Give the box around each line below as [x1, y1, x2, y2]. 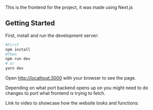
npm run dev [5, 56, 30, 61]
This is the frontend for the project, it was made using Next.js [5, 5, 133, 10]
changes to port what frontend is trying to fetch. [5, 90, 105, 96]
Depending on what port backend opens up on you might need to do [5, 85, 148, 91]
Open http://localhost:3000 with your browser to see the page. [5, 75, 136, 81]
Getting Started [5, 19, 55, 27]
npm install [5, 47, 30, 52]
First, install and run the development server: [5, 32, 99, 39]
